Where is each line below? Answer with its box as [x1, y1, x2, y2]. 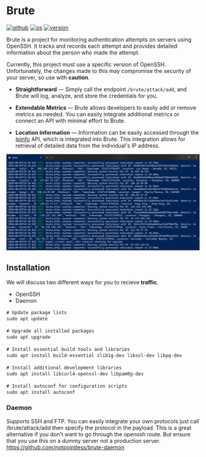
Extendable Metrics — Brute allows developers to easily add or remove [15, 104, 196, 111]
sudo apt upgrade [6, 334, 51, 341]
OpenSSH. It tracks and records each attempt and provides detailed [6, 42, 178, 50]
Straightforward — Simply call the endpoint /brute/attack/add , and [15, 85, 187, 93]
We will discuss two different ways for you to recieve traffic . [6, 279, 159, 286]
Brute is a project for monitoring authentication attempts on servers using [6, 36, 192, 43]
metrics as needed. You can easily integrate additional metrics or [15, 110, 180, 118]
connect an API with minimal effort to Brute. [15, 117, 126, 124]
